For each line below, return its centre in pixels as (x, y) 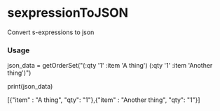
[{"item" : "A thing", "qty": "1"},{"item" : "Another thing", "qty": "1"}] (104, 100)
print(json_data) (30, 87)
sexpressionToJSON (68, 13)
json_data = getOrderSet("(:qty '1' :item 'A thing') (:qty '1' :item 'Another (110, 66)
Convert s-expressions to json (51, 32)
